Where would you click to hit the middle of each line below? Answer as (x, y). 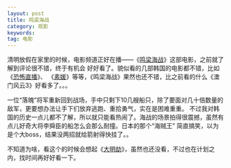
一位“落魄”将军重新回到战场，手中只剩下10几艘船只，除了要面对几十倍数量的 (115, 100)
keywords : (21, 33)
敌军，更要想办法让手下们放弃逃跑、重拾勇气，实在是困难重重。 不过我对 (110, 109)
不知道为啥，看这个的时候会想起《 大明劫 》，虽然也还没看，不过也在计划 (108, 149)
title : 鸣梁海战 (28, 20)
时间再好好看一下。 (52, 158)
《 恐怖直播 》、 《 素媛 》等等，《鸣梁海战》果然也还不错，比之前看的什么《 (110, 77)
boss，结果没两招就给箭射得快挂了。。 (79, 134)
